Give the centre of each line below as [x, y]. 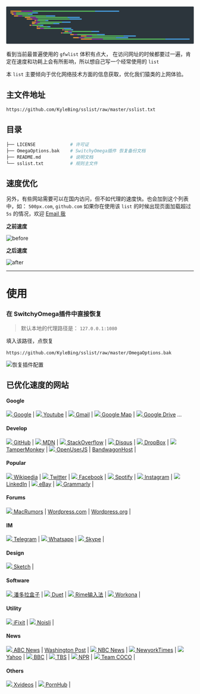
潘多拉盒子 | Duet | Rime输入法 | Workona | [77, 594]
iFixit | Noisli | [34, 622]
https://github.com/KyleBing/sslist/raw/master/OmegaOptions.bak [89, 353]
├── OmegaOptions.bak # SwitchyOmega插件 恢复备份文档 [76, 151]
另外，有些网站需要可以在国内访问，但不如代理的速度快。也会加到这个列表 [97, 199]
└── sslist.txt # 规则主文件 [52, 163]
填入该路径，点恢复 [30, 340]
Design [15, 553]
